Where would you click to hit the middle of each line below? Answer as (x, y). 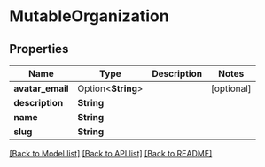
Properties (39, 49)
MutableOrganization (90, 16)
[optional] (231, 88)
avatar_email (41, 88)
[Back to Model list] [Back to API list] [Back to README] (111, 153)
